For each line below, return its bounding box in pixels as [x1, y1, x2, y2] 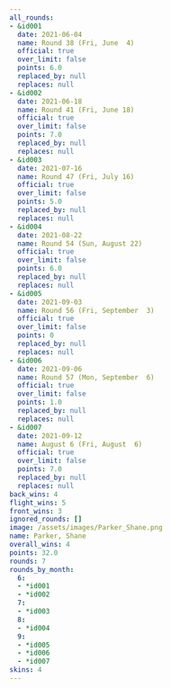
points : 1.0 [17, 398, 63, 407]
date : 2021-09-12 [17, 431, 83, 441]
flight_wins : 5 [9, 498, 67, 507]
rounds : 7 [9, 557, 47, 566]
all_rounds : [9, 13, 54, 22]
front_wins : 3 [9, 506, 63, 515]
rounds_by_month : [9, 565, 75, 574]
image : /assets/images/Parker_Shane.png [9, 523, 164, 532]
